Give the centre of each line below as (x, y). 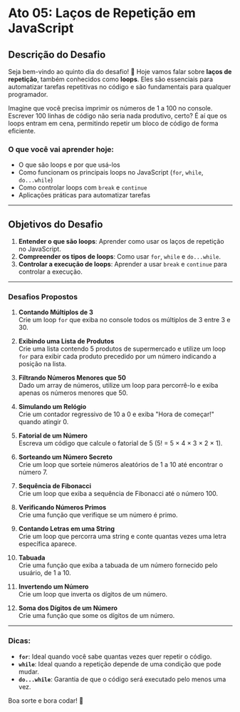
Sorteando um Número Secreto (66, 457)
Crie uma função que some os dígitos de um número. (96, 616)
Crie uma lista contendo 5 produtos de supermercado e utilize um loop (122, 349)
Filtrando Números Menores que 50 (72, 378)
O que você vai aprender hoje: (61, 149)
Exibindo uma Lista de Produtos (66, 341)
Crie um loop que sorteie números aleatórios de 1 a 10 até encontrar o (121, 465)
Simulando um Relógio (52, 407)
